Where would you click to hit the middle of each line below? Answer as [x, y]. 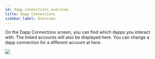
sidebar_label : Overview [30, 18]
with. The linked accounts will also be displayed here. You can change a [77, 37]
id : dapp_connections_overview [37, 9]
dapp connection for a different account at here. [53, 43]
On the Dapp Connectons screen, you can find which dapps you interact [77, 32]
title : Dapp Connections [30, 14]
